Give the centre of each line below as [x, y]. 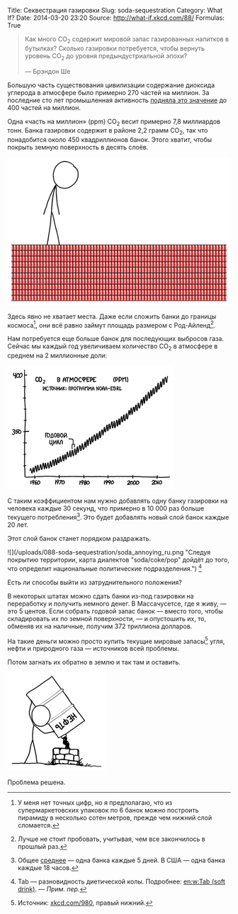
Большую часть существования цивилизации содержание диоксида [111, 85]
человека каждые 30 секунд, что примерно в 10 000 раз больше [106, 508]
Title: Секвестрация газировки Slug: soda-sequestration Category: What [115, 10]
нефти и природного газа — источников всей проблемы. [93, 649]
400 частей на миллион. [44, 107]
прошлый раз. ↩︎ [42, 847]
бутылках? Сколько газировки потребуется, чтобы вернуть [115, 48]
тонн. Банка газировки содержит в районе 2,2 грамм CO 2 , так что [108, 132]
